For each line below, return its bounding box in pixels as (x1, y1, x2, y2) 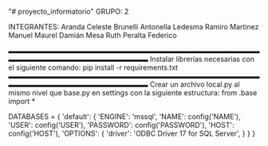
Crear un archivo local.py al (149, 79, 241, 89)
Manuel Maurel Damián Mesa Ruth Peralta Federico (8, 31, 177, 40)
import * (8, 97, 36, 106)
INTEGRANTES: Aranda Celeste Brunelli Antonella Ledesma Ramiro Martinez (8, 22, 259, 31)
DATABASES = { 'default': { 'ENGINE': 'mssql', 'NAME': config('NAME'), (8, 112, 242, 121)
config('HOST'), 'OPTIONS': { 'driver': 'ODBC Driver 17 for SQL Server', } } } (8, 129, 256, 138)
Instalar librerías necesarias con (149, 55, 255, 63)
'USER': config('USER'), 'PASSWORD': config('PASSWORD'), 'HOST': (8, 121, 235, 129)
